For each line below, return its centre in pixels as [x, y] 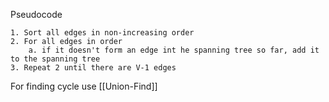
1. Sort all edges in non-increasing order [102, 33]
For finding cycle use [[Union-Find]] [84, 86]
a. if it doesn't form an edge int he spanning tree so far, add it [174, 50]
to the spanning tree [55, 59]
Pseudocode [36, 14]
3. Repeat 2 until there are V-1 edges [93, 68]
